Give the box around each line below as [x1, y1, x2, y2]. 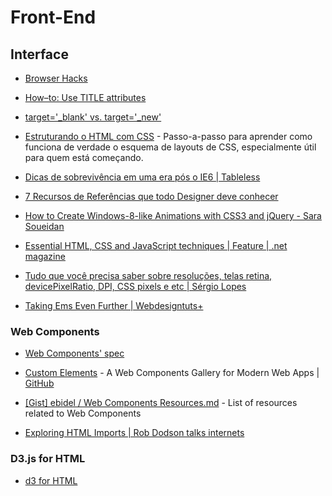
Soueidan [24, 221, 65, 232]
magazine [24, 251, 66, 262]
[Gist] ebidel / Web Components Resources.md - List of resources [24, 397, 298, 409]
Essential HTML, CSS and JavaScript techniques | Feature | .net [24, 240, 288, 251]
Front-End [10, 6, 97, 29]
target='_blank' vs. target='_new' [24, 111, 162, 123]
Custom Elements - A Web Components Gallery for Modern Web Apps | [24, 367, 320, 379]
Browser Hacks [24, 72, 88, 84]
